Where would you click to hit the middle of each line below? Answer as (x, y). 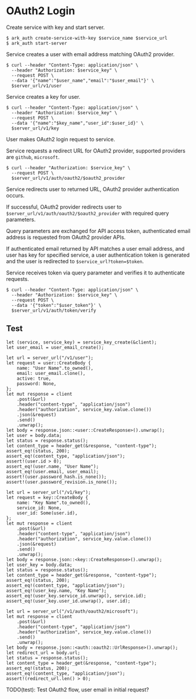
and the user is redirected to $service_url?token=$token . (75, 261)
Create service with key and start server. (55, 27)
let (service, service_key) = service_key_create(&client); (82, 342)
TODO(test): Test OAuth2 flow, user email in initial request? (78, 690)
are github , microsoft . (33, 157)
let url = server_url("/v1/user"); (50, 358)
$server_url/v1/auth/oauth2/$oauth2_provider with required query (88, 213)
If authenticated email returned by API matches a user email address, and (95, 248)
